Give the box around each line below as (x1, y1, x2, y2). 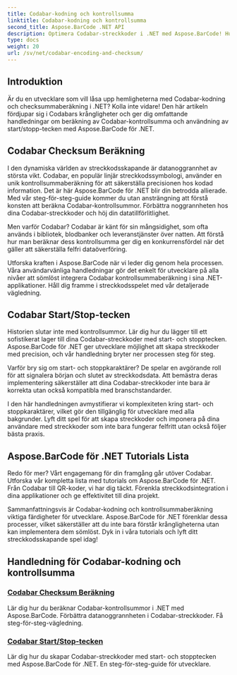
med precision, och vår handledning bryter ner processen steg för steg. (7, 350, 215, 358)
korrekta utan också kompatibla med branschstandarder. (7, 386, 172, 395)
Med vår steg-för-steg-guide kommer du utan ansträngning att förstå (7, 193, 208, 202)
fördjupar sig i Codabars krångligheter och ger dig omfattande (7, 109, 188, 118)
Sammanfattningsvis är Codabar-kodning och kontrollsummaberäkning (7, 505, 214, 513)
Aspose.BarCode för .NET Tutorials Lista (7, 450, 189, 462)
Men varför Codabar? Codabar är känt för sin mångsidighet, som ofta (7, 222, 209, 231)
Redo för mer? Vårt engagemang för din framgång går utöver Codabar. (7, 469, 213, 478)
